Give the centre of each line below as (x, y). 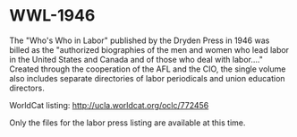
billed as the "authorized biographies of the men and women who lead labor (149, 49)
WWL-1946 (52, 16)
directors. (27, 88)
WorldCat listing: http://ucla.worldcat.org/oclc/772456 (109, 105)
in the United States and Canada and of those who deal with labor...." (136, 59)
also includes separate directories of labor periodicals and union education (147, 78)
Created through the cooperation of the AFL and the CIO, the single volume (148, 69)
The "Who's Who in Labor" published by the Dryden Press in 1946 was (140, 40)
